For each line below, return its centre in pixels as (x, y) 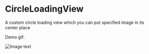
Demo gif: (15, 37)
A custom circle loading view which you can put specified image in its (75, 22)
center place (18, 27)
